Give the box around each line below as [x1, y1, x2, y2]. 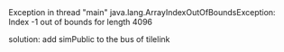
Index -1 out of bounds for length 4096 [8, 17, 153, 28]
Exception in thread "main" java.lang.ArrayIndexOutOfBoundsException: [8, 7, 276, 18]
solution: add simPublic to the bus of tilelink [8, 34, 170, 45]
